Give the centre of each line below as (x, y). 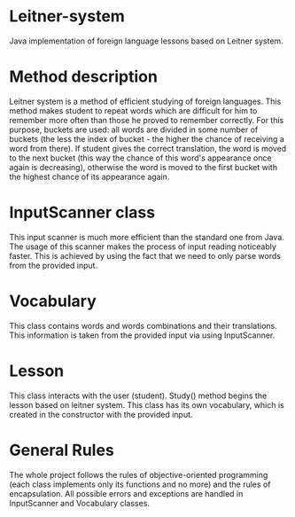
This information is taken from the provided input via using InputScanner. (142, 335)
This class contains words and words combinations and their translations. (143, 325)
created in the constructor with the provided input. (101, 414)
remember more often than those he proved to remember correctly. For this (147, 120)
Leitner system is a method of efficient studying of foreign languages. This (145, 101)
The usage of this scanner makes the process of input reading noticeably (143, 247)
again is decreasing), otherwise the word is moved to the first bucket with (143, 167)
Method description (83, 77)
